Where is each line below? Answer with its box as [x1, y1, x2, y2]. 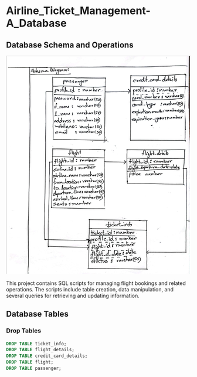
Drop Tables [6, 327, 42, 335]
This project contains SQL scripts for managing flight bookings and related [6, 280, 186, 287]
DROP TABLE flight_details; [6, 347, 75, 353]
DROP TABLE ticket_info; [6, 341, 67, 347]
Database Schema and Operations [6, 40, 134, 50]
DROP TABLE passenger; [6, 365, 62, 372]
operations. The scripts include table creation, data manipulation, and [6, 286, 174, 293]
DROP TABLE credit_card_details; [6, 353, 88, 359]
